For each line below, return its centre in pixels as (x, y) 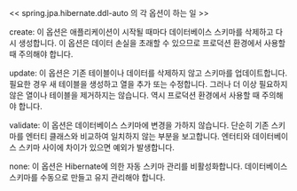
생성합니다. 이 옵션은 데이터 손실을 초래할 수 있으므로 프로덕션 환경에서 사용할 (152, 43)
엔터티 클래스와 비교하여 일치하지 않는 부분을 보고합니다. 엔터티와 (138, 136)
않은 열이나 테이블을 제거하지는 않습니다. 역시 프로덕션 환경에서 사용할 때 (134, 95)
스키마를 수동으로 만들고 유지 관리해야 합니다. (87, 177)
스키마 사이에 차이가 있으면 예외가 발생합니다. (97, 147)
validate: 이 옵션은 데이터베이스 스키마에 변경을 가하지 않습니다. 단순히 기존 (139, 125)
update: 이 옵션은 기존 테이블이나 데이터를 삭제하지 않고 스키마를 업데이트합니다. (148, 73)
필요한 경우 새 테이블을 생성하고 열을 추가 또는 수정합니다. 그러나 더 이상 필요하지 (148, 84)
